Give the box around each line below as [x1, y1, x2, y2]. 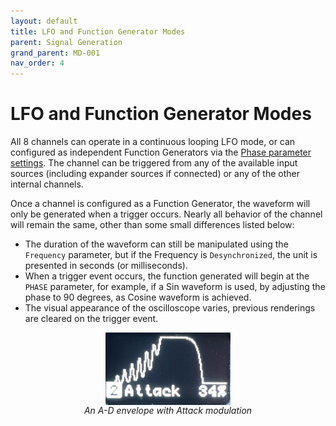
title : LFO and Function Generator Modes [10, 26, 186, 37]
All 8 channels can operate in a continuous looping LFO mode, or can [10, 136, 296, 148]
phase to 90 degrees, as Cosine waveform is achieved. [24, 291, 252, 304]
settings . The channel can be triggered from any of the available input [10, 157, 298, 169]
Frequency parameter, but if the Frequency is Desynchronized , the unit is [24, 249, 318, 261]
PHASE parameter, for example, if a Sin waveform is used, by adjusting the [24, 281, 326, 293]
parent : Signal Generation [10, 37, 123, 47]
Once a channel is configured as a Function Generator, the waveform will [10, 198, 311, 210]
